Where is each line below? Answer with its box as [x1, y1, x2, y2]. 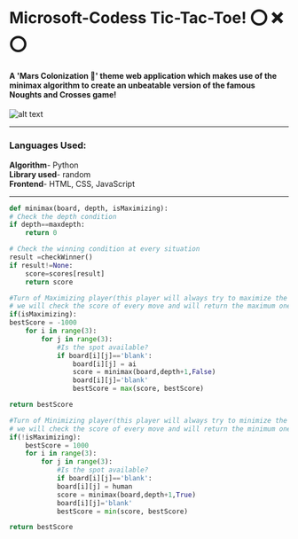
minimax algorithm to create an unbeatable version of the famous [9, 80, 255, 90]
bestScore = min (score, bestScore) [56, 507, 189, 516]
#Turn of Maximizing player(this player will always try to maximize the [9, 293, 288, 302]
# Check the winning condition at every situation [9, 245, 200, 254]
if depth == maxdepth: [9, 220, 86, 230]
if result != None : [9, 261, 74, 269]
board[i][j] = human [56, 481, 133, 491]
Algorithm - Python [9, 160, 79, 170]
